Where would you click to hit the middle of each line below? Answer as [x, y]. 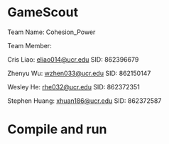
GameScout [43, 12]
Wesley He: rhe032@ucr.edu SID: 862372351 [73, 87]
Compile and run [57, 129]
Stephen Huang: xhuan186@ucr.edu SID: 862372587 [84, 101]
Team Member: [29, 45]
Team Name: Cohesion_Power [51, 32]
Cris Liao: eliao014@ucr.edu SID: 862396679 [73, 59]
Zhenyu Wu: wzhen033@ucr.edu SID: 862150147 [79, 73]
